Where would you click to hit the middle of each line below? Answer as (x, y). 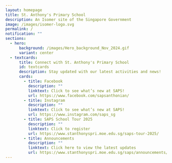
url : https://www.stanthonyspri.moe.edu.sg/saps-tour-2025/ (93, 133)
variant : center (36, 53)
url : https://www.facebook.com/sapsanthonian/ (79, 96)
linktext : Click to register (59, 129)
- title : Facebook (43, 81)
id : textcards (34, 67)
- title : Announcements (49, 138)
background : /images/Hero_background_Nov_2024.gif (74, 48)
